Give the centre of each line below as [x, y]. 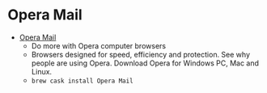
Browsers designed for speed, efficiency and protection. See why [141, 54]
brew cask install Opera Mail [83, 81]
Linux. [42, 71]
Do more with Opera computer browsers [99, 45]
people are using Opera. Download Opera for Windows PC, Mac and [145, 63]
